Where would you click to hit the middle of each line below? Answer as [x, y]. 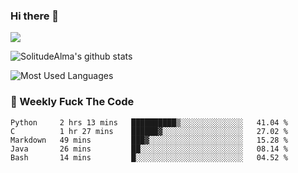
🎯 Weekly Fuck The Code [72, 102]
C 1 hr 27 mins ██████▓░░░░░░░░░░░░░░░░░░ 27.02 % [149, 131]
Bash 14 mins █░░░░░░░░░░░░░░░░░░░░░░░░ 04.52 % [149, 157]
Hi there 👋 [35, 16]
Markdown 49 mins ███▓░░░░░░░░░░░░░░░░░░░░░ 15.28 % [149, 140]
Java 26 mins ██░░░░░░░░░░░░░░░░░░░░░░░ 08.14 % [149, 149]
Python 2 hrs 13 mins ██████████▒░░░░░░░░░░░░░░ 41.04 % [149, 122]
